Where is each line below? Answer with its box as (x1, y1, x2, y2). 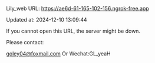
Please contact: (6, 39, 44, 45)
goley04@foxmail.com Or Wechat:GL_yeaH (6, 50, 111, 57)
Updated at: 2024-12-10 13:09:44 (6, 16, 87, 23)
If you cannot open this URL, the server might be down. (6, 27, 140, 34)
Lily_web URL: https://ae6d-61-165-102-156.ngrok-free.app (6, 5, 149, 12)
